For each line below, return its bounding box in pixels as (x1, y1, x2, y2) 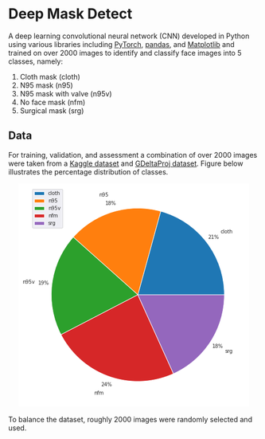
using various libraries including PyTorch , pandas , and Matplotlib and (8, 39, 235, 49)
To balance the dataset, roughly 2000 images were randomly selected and (8, 414, 253, 424)
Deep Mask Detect (8, 5, 133, 23)
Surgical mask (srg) (19, 105, 84, 116)
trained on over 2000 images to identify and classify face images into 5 (8, 48, 242, 57)
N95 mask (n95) (19, 80, 73, 90)
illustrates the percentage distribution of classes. (8, 167, 169, 176)
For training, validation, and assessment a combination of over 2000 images (8, 150, 258, 159)
